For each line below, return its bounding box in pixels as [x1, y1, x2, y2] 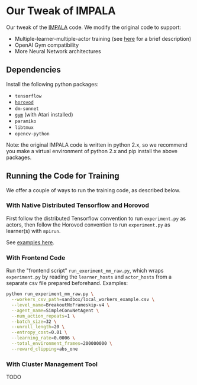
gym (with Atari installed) [14, 111, 73, 118]
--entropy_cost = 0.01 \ [11, 329, 67, 335]
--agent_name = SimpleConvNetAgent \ [11, 308, 99, 313]
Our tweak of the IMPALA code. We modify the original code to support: [6, 24, 182, 31]
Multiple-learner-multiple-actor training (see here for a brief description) [14, 35, 192, 42]
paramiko [14, 118, 37, 124]
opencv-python [14, 131, 50, 137]
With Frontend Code [6, 253, 66, 261]
